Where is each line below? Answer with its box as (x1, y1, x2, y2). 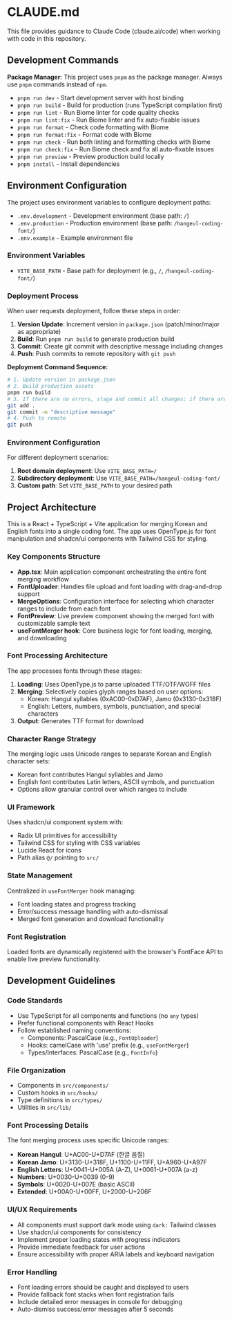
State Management (7, 871, 73, 880)
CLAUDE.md (7, 4, 80, 20)
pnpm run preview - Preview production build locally (17, 152, 164, 160)
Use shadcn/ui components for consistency (17, 1228, 142, 1236)
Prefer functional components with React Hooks (17, 1019, 154, 1027)
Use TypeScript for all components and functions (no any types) (17, 1011, 199, 1020)
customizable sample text (17, 619, 90, 627)
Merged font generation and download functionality (17, 914, 164, 923)
